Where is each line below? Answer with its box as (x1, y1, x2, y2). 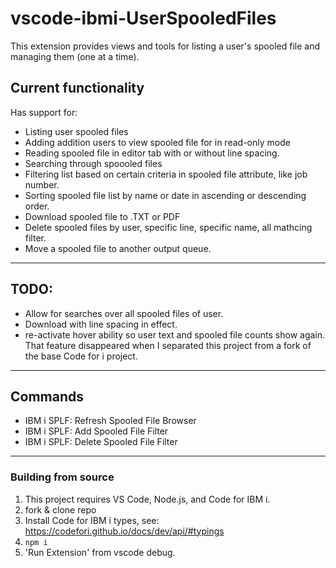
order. (24, 200, 50, 212)
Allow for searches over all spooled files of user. (24, 307, 224, 319)
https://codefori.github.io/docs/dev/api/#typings (24, 525, 225, 537)
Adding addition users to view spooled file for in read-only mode (24, 136, 291, 148)
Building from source (10, 470, 115, 484)
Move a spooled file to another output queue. (24, 242, 212, 254)
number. (24, 178, 60, 191)
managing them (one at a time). (10, 50, 140, 62)
